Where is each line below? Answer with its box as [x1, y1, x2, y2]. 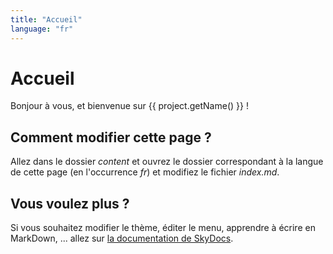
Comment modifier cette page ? [10, 129, 212, 146]
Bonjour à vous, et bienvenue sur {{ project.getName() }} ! [10, 100, 249, 112]
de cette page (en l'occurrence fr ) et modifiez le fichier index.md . [10, 166, 280, 178]
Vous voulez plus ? [10, 195, 130, 212]
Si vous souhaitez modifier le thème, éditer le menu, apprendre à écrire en [10, 222, 316, 234]
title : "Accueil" [10, 14, 83, 25]
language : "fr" [10, 24, 74, 34]
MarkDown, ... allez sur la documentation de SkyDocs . [10, 232, 234, 245]
